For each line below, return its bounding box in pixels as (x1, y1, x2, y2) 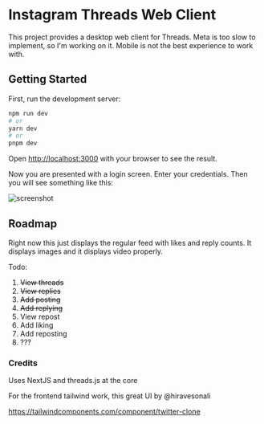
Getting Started (8, 72, 87, 86)
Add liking (19, 320, 54, 330)
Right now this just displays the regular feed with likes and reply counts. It (8, 238, 252, 247)
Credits (8, 357, 38, 369)
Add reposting (19, 328, 67, 338)
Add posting (19, 295, 61, 304)
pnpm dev (8, 139, 38, 148)
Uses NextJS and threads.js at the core (8, 376, 138, 385)
